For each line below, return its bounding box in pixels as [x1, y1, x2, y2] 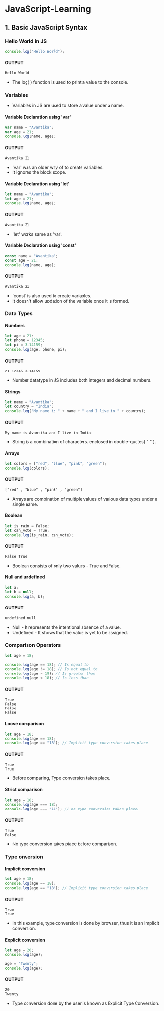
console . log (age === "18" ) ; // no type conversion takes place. [5, 807, 139, 811]
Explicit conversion [5, 937, 45, 943]
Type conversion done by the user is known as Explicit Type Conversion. [12, 1000, 160, 1006]
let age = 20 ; [5, 947, 34, 953]
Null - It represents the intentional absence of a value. [12, 624, 121, 630]
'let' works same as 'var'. [12, 231, 63, 237]
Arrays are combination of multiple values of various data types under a [12, 496, 158, 502]
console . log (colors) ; [5, 466, 50, 471]
